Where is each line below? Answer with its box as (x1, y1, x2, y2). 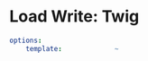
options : (9, 36, 42, 45)
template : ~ (25, 44, 119, 53)
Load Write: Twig (9, 6, 140, 27)
